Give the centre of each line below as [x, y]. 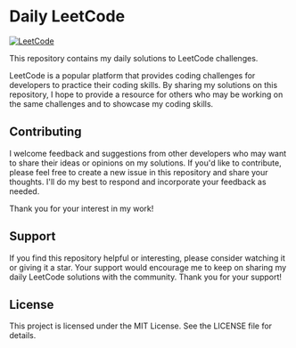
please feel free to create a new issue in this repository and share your [139, 172]
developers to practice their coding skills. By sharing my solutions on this [144, 85]
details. [23, 336]
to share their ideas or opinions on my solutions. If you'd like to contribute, [146, 163]
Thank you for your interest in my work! [82, 208]
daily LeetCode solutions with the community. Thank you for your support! [146, 277]
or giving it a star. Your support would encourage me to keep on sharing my [148, 267]
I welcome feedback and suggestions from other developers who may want [148, 153]
